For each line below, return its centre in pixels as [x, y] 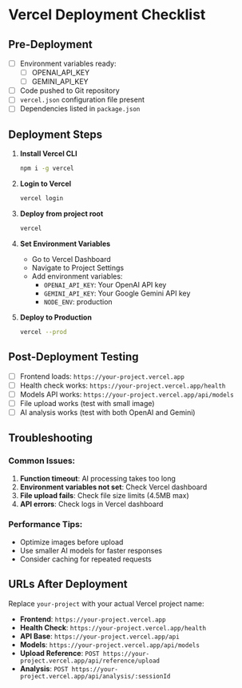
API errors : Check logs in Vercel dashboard [91, 504]
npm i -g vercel [47, 169]
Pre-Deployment [51, 44]
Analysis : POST [44, 668]
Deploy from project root [61, 213]
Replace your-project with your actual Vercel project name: [107, 603]
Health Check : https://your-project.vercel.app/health [113, 627]
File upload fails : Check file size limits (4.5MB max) [104, 495]
